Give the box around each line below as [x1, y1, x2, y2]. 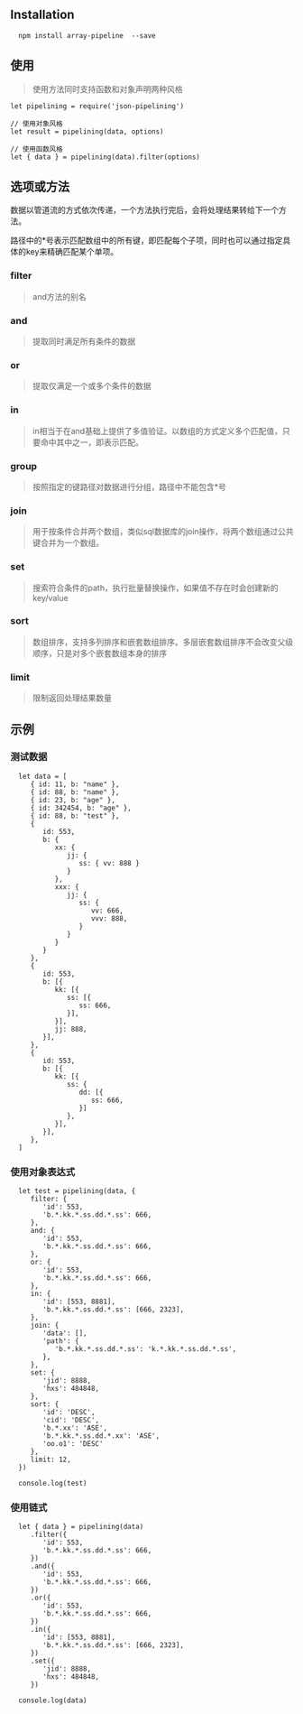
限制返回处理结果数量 [32, 692, 112, 703]
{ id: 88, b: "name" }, [30, 787, 120, 797]
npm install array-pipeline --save [18, 31, 156, 40]
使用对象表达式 [10, 1165, 76, 1178]
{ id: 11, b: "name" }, [30, 780, 120, 789]
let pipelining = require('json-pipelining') [10, 101, 184, 111]
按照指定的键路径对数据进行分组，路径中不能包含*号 [32, 481, 226, 492]
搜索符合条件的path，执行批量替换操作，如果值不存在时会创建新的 [32, 582, 279, 593]
